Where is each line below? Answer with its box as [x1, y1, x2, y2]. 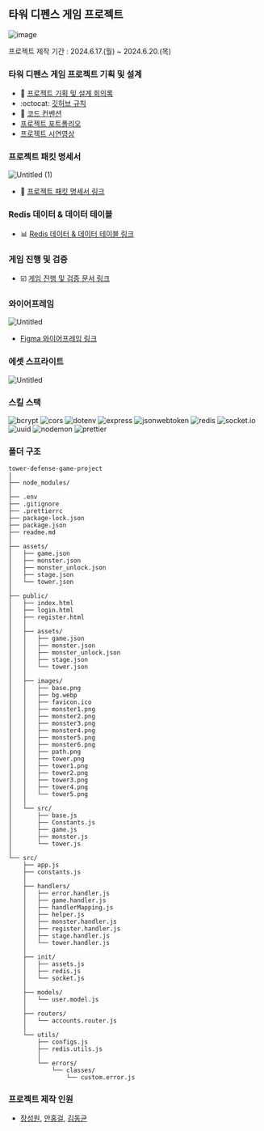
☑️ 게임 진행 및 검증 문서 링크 [19, 273, 111, 283]
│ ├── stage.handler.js [23, 932, 111, 940]
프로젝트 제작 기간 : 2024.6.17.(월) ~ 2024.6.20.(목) [8, 46, 172, 56]
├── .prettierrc [8, 507, 63, 515]
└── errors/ [37, 1059, 78, 1068]
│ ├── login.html [8, 606, 74, 615]
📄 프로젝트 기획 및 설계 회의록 [19, 88, 114, 99]
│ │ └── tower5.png [8, 790, 89, 798]
